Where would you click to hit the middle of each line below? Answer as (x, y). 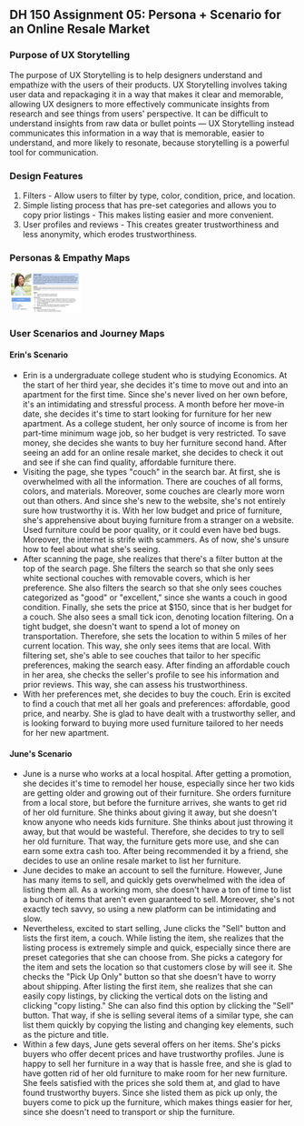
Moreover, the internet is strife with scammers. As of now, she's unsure (156, 539)
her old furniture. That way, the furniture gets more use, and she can (151, 841)
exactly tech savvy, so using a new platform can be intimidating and (149, 910)
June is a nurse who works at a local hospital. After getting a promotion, (157, 774)
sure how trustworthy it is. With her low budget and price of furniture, (152, 511)
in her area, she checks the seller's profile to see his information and (151, 675)
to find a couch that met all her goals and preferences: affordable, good (156, 704)
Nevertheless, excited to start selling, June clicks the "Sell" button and (154, 929)
